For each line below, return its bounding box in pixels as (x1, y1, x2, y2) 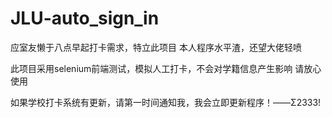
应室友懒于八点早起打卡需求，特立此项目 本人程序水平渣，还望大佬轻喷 (10, 41, 302, 53)
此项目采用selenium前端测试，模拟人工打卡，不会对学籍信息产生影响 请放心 (10, 62, 322, 74)
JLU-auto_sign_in (10, 7, 160, 30)
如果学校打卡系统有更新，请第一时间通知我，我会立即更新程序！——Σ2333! (10, 96, 322, 108)
